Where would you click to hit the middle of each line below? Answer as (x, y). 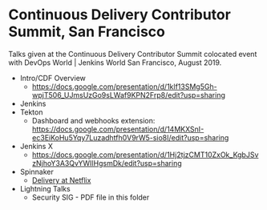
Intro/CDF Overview (53, 78)
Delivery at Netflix (61, 180)
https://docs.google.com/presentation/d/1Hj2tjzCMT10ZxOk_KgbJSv (145, 155)
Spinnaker (36, 172)
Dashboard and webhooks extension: (93, 120)
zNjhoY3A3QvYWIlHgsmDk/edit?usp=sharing (107, 163)
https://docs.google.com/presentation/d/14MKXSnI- (118, 129)
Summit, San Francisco (87, 32)
